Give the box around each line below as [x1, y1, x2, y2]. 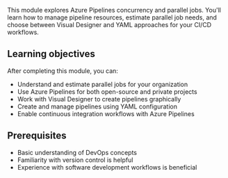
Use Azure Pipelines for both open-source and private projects [17, 87, 197, 96]
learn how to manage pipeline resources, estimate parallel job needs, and [7, 13, 218, 22]
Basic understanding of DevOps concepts [17, 148, 138, 156]
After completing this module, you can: [7, 66, 118, 75]
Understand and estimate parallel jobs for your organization [17, 80, 188, 88]
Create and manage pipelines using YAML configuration [17, 102, 177, 111]
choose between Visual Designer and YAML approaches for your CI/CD [7, 21, 212, 29]
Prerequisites [7, 130, 67, 142]
